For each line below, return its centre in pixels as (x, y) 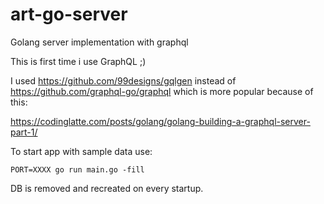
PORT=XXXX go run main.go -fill (77, 169)
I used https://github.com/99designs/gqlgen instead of (123, 80)
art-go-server (69, 14)
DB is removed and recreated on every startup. (107, 188)
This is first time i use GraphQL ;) (78, 61)
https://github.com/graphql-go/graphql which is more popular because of (162, 91)
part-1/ (24, 132)
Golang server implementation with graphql (99, 42)
